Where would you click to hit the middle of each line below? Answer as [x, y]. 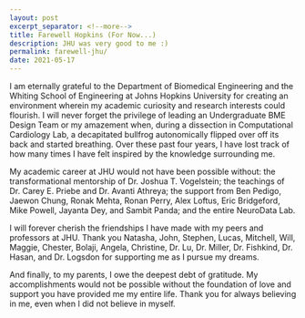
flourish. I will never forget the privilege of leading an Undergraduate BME [147, 115]
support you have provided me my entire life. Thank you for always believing [153, 294]
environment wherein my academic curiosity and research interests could [147, 105]
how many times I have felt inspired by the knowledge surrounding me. [142, 154]
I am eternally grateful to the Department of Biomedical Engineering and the [152, 86]
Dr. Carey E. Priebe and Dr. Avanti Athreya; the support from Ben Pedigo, [146, 191]
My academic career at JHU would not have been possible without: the [142, 171]
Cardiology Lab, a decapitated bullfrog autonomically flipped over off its [144, 134]
